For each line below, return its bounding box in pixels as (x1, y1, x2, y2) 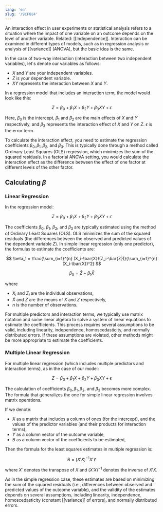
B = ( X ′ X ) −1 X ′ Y (67, 456, 96, 463)
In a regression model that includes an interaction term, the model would (5, 90, 150, 96)
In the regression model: (5, 204, 54, 210)
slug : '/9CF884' (5, 12, 38, 17)
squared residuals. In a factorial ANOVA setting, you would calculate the (5, 154, 149, 160)
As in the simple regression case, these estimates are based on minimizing (5, 476, 155, 482)
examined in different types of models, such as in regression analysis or (5, 41, 149, 46)
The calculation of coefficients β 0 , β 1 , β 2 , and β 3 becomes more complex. (5, 386, 151, 393)
